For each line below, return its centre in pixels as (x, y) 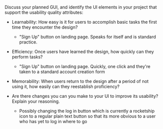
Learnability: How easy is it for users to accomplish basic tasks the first (84, 22)
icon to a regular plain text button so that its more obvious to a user (87, 116)
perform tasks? (27, 57)
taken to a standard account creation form (62, 72)
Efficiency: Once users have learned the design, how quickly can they (83, 52)
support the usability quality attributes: (44, 12)
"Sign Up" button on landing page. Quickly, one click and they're (85, 66)
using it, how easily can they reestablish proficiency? (65, 86)
